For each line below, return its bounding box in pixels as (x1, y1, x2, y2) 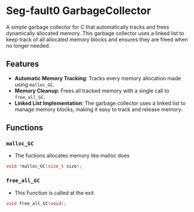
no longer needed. (6, 42, 51, 49)
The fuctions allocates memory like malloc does (14, 152, 130, 159)
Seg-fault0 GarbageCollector (6, 4, 151, 18)
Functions (6, 123, 44, 133)
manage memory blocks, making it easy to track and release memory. (14, 105, 183, 112)
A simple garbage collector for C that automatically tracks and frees (6, 23, 169, 30)
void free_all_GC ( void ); (6, 200, 67, 206)
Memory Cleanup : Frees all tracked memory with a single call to (14, 87, 169, 94)
